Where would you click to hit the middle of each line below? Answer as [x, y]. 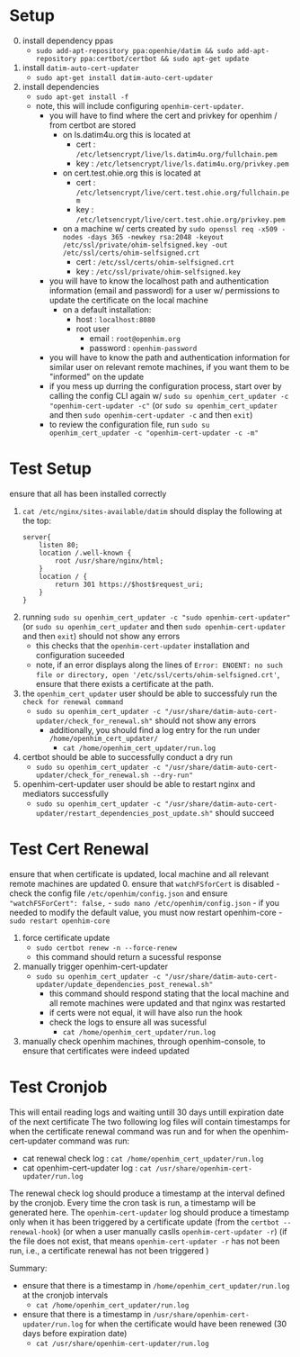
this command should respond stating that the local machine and [169, 993]
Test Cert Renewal [79, 850]
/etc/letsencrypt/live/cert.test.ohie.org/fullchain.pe [183, 193]
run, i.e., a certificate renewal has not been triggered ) [109, 1250]
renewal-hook [34, 1232]
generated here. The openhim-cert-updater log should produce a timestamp [150, 1212]
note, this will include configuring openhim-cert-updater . [140, 105]
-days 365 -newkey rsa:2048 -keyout [155, 237]
